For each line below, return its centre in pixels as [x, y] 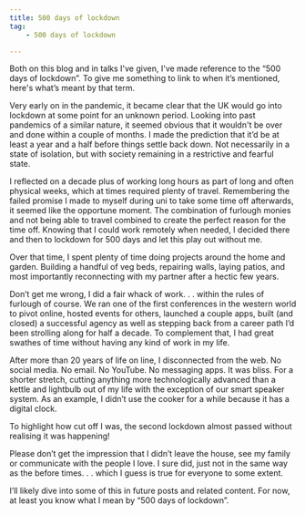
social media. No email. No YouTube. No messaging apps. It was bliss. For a [152, 370]
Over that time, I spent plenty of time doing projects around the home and [147, 257]
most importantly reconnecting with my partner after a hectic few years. [144, 277]
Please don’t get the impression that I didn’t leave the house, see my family [150, 454]
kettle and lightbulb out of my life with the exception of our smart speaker [147, 389]
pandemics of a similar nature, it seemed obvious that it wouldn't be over [146, 125]
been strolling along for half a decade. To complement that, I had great [142, 333]
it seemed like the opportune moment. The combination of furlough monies [150, 211]
